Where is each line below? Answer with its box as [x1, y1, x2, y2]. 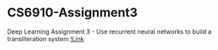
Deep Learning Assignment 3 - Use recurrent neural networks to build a [7, 27, 212, 36]
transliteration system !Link [7, 34, 84, 42]
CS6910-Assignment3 [7, 5, 138, 21]
